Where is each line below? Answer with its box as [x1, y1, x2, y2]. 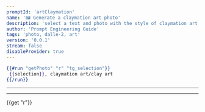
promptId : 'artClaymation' [6, 9, 75, 15]
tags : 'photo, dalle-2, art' [6, 32, 81, 38]
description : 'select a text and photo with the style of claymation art [6, 20, 198, 26]
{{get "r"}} [6, 99, 32, 107]
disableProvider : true [6, 49, 64, 55]
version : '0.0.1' [6, 37, 51, 43]
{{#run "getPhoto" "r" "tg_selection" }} [6, 65, 111, 71]
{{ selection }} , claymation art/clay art [9, 71, 113, 77]
